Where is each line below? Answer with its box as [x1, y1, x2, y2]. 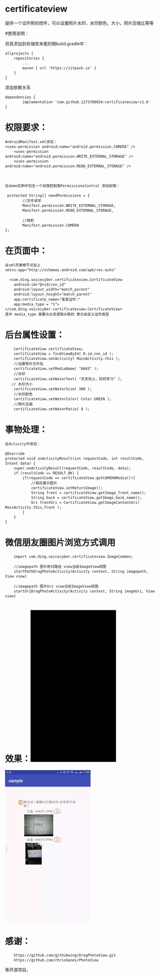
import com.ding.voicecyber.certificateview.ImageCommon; [14, 554, 133, 559]
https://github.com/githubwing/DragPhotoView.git [14, 953, 116, 958]
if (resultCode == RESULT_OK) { [14, 470, 79, 476]
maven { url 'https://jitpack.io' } [22, 66, 96, 70]
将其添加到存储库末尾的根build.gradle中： [5, 40, 89, 47]
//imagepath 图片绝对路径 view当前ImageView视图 [14, 564, 107, 569]
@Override [5, 451, 25, 456]
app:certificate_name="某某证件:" [14, 297, 81, 302]
